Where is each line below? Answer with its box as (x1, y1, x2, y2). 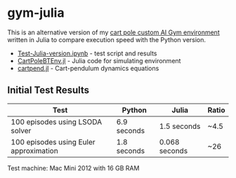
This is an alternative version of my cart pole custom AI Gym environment (7, 28, 220, 36)
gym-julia (7, 5, 65, 21)
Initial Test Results (7, 84, 90, 96)
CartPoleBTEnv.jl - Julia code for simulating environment (17, 56, 181, 64)
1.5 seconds (159, 121, 201, 131)
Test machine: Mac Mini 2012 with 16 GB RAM (7, 163, 140, 172)
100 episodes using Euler (11, 137, 96, 146)
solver (11, 125, 32, 135)
